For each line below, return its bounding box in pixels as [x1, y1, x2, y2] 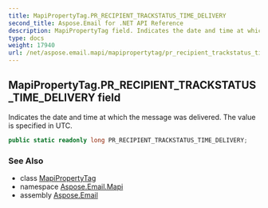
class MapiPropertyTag [19, 173, 97, 182]
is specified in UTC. [8, 121, 73, 130]
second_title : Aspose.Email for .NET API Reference [8, 19, 183, 27]
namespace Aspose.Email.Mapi [19, 182, 124, 191]
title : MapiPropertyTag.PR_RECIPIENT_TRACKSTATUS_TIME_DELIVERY [8, 11, 227, 20]
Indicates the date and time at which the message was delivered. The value [8, 112, 256, 122]
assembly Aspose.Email [19, 190, 98, 200]
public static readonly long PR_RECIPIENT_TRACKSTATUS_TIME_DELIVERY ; [8, 136, 248, 144]
